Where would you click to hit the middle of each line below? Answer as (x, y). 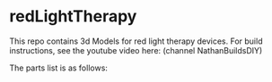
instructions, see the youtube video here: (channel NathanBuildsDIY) (136, 50)
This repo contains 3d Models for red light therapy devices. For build (136, 41)
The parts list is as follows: (58, 68)
